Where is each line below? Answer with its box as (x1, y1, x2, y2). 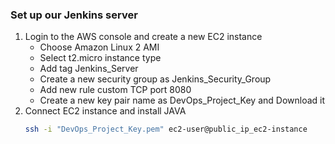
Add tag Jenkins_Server (39, 63, 139, 75)
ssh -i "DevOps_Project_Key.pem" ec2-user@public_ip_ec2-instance (24, 124, 308, 135)
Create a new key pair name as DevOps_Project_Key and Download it (39, 94, 326, 107)
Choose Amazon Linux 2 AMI (39, 41, 160, 53)
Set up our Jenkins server (10, 8, 138, 22)
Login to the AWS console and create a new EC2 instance (24, 31, 263, 43)
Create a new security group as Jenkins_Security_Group (39, 73, 272, 85)
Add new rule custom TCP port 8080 (39, 84, 192, 96)
